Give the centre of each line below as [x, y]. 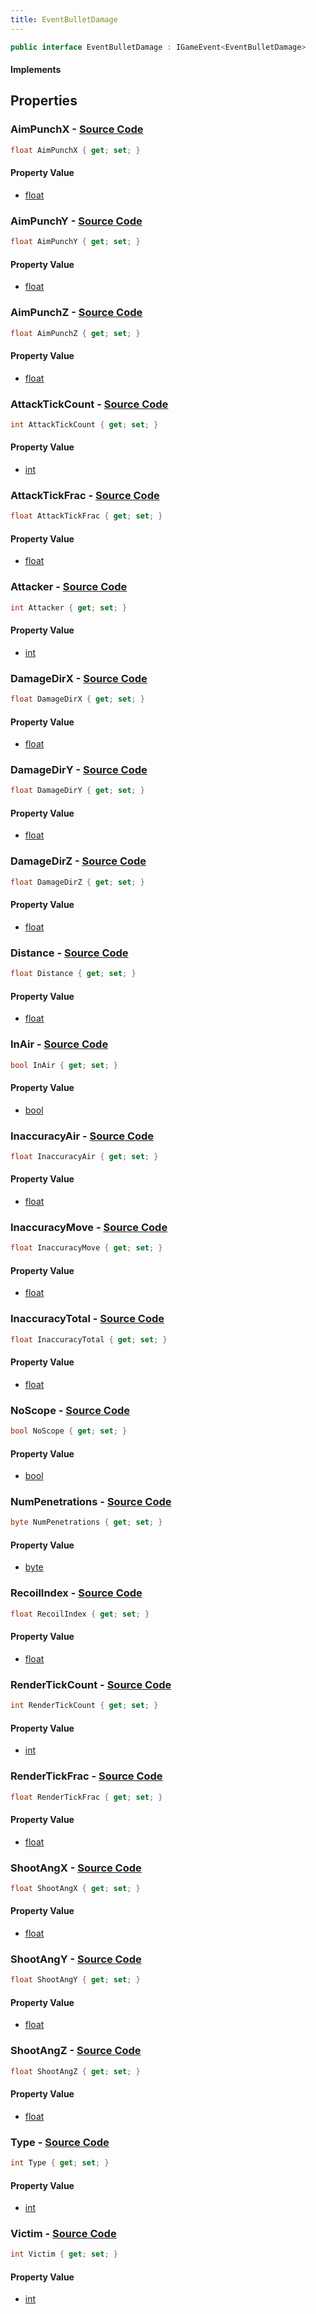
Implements [36, 70]
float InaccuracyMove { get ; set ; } [86, 1248]
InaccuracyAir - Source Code [82, 1136]
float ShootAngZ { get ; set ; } [75, 2071]
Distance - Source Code [69, 953]
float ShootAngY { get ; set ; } [75, 1980]
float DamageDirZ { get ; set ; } [77, 882]
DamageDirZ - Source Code [78, 861]
